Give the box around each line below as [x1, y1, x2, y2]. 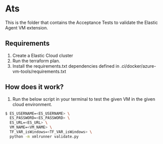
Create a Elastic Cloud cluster [12, 52, 74, 58]
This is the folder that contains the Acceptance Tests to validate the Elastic [5, 19, 158, 25]
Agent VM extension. [5, 24, 48, 30]
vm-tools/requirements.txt [12, 68, 66, 74]
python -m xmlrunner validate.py [9, 134, 79, 139]
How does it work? [5, 83, 64, 91]
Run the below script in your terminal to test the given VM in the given [12, 96, 156, 102]
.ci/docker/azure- [120, 63, 157, 69]
